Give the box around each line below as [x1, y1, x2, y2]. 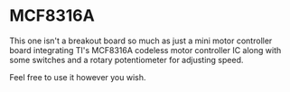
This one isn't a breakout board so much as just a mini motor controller [9, 35, 273, 46]
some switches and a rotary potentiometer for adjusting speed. [9, 54, 244, 65]
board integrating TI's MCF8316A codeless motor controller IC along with [9, 44, 282, 55]
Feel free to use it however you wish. [9, 71, 146, 82]
